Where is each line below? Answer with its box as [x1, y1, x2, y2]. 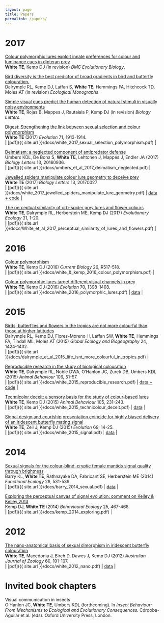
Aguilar [5, 612, 20, 618]
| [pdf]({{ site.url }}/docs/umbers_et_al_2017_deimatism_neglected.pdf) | [5, 165, 151, 171]
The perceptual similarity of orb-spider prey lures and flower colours [5, 205, 144, 211]
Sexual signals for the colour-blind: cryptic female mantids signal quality [5, 463, 151, 469]
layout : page [5, 7, 32, 12]
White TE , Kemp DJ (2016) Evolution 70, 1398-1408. [5, 284, 110, 290]
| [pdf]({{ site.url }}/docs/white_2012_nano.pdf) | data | [5, 563, 116, 569]
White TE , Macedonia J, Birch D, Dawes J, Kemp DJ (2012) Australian [5, 553, 146, 559]
